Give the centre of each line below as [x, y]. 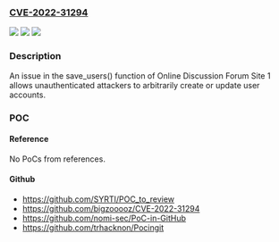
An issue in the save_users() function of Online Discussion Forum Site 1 [140, 75]
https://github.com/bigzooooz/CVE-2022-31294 [111, 208]
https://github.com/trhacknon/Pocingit [93, 227]
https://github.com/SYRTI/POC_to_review [98, 199]
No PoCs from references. [57, 159]
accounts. [28, 95]
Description [35, 56]
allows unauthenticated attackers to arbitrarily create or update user [135, 85]
